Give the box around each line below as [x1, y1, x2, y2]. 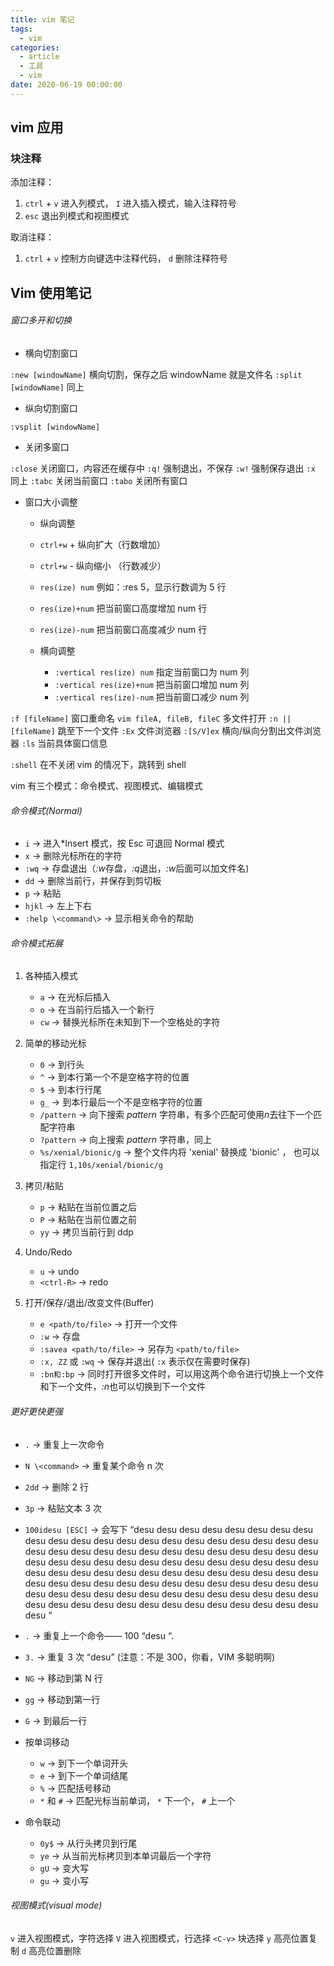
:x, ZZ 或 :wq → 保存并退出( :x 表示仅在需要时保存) [39, 1356, 251, 1368]
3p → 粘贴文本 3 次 [24, 1502, 102, 1514]
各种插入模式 [24, 970, 78, 982]
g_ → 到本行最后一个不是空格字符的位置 [39, 1096, 203, 1108]
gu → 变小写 [39, 1874, 90, 1886]
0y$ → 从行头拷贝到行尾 [39, 1837, 138, 1849]
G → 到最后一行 [24, 1714, 88, 1726]
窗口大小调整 [24, 496, 78, 508]
